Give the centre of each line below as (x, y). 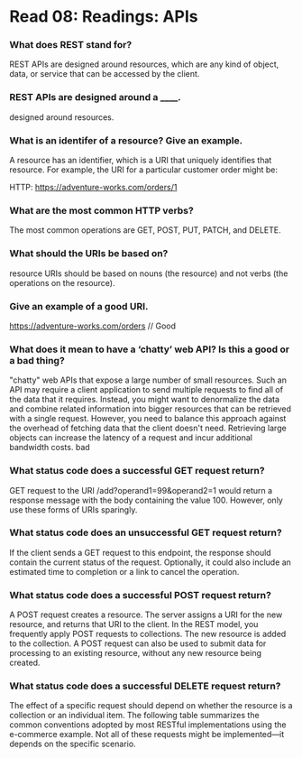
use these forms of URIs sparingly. (73, 509)
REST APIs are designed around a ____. (96, 97)
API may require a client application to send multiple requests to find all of (146, 390)
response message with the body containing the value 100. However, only (146, 500)
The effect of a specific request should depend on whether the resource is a (151, 706)
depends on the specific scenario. (73, 744)
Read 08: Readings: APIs (104, 17)
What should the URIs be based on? (89, 254)
